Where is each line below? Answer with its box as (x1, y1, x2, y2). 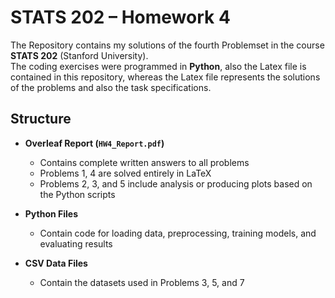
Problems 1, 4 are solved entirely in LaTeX (39, 167, 212, 179)
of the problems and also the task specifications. (10, 81, 212, 93)
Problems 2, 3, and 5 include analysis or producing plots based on (39, 177, 313, 190)
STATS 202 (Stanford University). (10, 49, 149, 61)
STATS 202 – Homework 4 (10, 6, 231, 29)
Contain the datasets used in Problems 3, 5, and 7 (39, 276, 245, 288)
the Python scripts (39, 188, 116, 200)
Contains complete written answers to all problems (39, 156, 250, 168)
